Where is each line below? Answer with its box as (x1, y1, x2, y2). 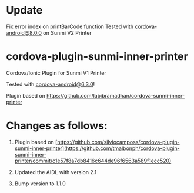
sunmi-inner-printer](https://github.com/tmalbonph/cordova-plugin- (14, 145, 180, 152)
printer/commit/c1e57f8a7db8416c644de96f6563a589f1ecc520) (14, 157, 172, 164)
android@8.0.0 (6, 29, 42, 36)
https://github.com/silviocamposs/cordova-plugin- (56, 138, 180, 145)
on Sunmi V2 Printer (43, 29, 92, 36)
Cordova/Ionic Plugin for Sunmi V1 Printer (6, 69, 107, 76)
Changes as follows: (6, 119, 108, 132)
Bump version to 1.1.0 (14, 180, 66, 187)
